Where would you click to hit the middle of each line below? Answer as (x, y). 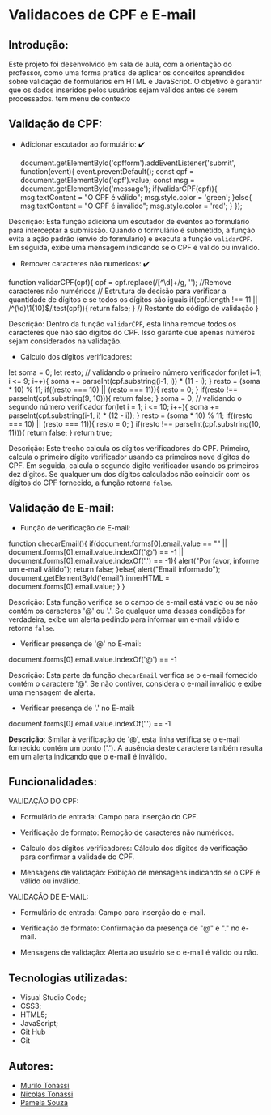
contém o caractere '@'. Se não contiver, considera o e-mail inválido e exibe (135, 683)
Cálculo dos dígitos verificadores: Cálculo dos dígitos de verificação (134, 849)
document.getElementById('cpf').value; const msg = (108, 180)
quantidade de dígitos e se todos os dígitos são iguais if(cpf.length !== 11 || (133, 299)
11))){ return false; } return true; (60, 432)
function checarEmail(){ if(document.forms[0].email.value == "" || (118, 543)
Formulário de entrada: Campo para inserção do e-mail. (113, 913)
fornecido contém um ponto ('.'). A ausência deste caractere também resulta (135, 747)
